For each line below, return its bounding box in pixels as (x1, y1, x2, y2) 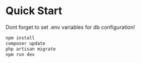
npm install (5, 35, 35, 41)
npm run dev (5, 51, 35, 57)
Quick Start (5, 4, 63, 18)
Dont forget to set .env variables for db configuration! (5, 24, 135, 31)
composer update (5, 40, 45, 47)
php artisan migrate (5, 46, 57, 52)
